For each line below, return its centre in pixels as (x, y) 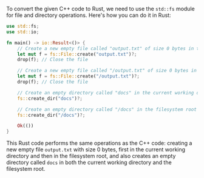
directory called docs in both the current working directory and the (89, 162)
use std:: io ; (23, 32)
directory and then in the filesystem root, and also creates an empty (91, 156)
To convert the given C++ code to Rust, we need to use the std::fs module (101, 9)
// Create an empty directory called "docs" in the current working (106, 93)
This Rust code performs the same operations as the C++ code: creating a (99, 143)
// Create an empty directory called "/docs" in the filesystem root (107, 109)
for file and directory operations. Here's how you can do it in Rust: (89, 15)
